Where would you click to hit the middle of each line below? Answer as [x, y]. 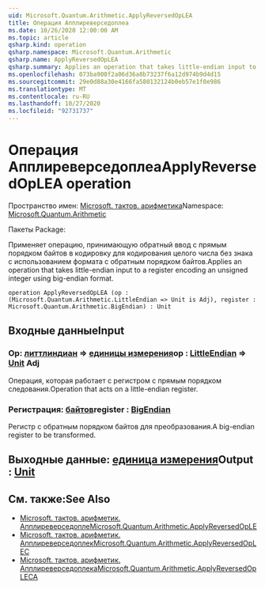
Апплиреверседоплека [59, 568]
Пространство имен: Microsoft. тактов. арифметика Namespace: [116, 206]
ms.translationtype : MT [47, 89]
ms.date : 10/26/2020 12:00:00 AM [63, 30]
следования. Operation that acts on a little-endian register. [103, 389]
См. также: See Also [59, 499]
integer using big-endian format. [61, 278]
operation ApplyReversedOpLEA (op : [68, 293]
